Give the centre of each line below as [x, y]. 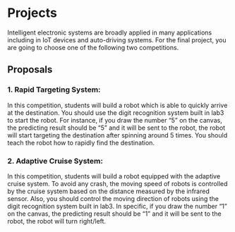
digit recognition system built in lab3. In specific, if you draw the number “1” [117, 206]
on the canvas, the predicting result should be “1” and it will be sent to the [114, 214]
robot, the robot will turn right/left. [57, 221]
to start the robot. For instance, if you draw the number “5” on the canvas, [115, 120]
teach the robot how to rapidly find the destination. [81, 142]
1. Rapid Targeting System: [54, 90]
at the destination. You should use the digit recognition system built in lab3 [116, 112]
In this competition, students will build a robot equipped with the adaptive [114, 176]
